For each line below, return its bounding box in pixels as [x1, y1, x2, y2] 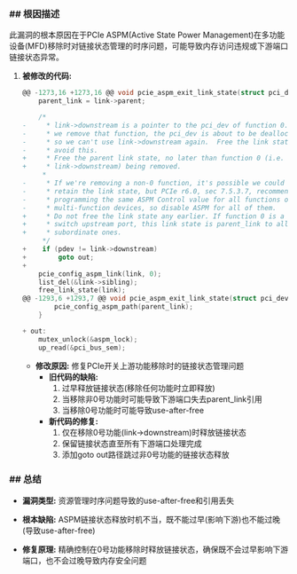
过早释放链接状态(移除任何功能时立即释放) [61, 382, 215, 393]
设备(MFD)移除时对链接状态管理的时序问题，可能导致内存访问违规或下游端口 [9, 41, 289, 51]
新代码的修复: [48, 415, 99, 427]
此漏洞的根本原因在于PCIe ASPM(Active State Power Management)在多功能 [9, 29, 285, 41]
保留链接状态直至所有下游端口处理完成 [61, 437, 202, 449]
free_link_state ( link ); [38, 286, 126, 295]
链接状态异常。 [9, 51, 64, 63]
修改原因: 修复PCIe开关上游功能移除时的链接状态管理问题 [35, 360, 245, 371]
